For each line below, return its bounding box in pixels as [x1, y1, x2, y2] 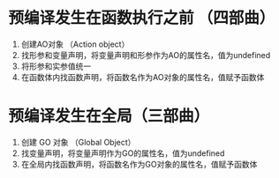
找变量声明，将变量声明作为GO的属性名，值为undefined [20, 147, 225, 159]
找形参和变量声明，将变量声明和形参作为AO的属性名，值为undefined [20, 49, 271, 60]
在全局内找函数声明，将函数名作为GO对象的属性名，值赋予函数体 [20, 159, 258, 169]
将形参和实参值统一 [20, 61, 92, 71]
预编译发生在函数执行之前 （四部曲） [8, 8, 275, 28]
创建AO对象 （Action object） [20, 39, 130, 49]
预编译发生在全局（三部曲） [8, 107, 210, 126]
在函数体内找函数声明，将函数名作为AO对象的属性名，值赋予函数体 [20, 71, 265, 82]
